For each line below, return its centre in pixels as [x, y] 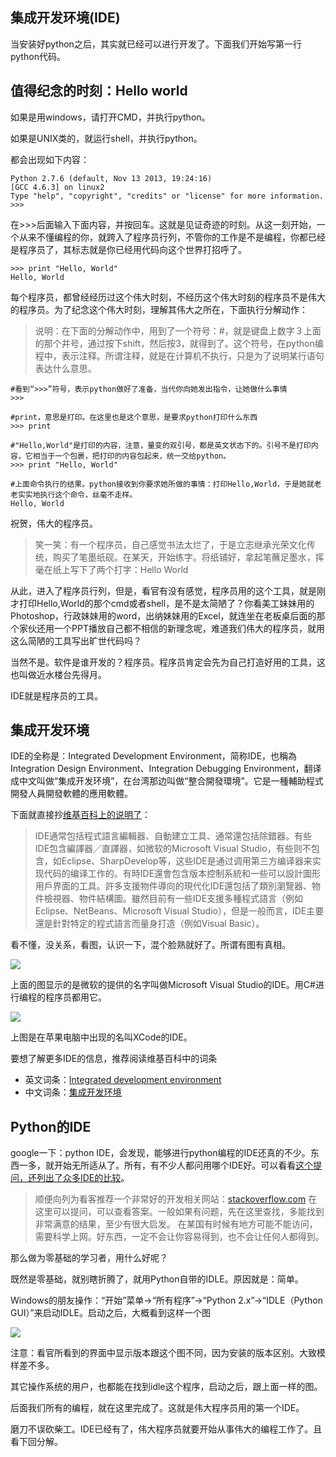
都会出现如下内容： [50, 159]
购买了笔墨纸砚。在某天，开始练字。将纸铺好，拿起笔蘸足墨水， [184, 557]
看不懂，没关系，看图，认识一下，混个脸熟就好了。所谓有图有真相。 [150, 945]
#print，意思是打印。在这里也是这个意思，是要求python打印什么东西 [134, 417]
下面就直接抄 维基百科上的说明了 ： [80, 815]
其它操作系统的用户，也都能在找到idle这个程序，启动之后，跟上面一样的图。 [166, 1387]
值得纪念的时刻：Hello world [99, 91]
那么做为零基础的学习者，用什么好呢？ [89, 1258]
